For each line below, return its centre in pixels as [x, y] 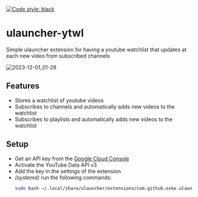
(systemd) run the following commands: [63, 177]
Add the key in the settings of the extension [68, 171]
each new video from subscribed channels [58, 56]
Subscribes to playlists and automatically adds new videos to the [93, 119]
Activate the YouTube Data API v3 [56, 165]
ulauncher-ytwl [45, 33]
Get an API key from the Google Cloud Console [72, 158]
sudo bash [27, 188]
